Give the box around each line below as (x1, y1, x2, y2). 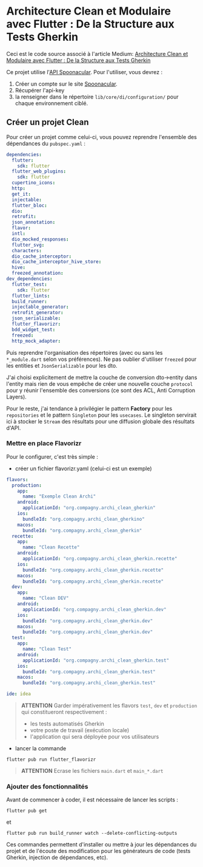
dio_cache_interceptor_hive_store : (12, 259, 102, 265)
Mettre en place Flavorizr (6, 439, 82, 448)
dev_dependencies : (6, 276, 53, 282)
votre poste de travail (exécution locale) (30, 727, 130, 734)
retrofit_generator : (12, 310, 64, 316)
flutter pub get (6, 808, 47, 814)
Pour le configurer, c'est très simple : (6, 453, 99, 460)
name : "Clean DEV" (22, 595, 69, 601)
